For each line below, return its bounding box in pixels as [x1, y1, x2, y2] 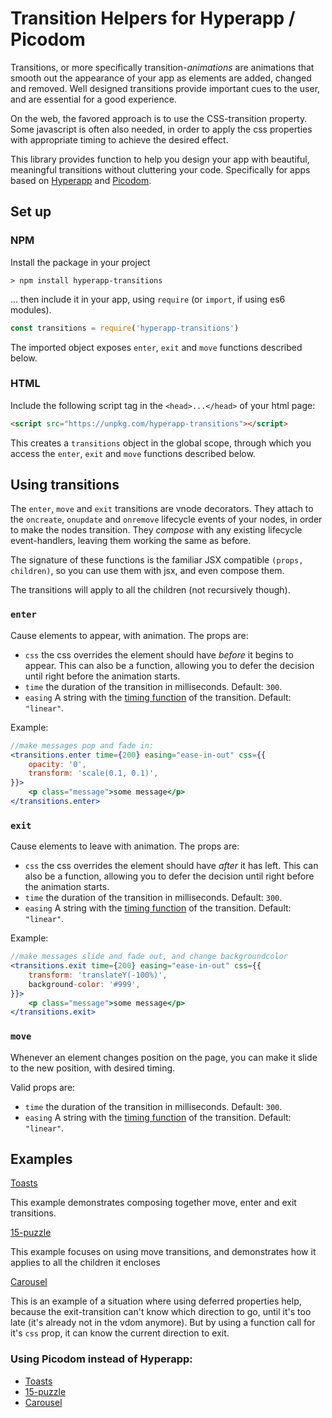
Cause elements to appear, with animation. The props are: [10, 629, 249, 641]
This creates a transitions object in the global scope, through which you [10, 437, 312, 449]
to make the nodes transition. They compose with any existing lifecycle [10, 524, 303, 536]
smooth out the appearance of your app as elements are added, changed [10, 72, 312, 84]
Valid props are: [10, 1081, 76, 1093]
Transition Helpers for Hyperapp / [10, 7, 296, 30]
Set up [10, 203, 52, 221]
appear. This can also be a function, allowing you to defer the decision [24, 659, 315, 671]
